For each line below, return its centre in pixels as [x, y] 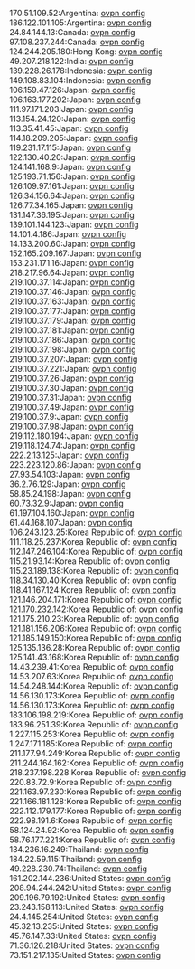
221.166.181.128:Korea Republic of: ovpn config [96, 801]
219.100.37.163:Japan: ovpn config [73, 301]
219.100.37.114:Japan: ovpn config [72, 282]
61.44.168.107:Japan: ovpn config [71, 522]
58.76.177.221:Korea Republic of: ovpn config [93, 840]
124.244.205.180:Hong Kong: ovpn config [87, 52]
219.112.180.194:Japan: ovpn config [74, 436]
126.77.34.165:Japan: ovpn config [71, 205]
